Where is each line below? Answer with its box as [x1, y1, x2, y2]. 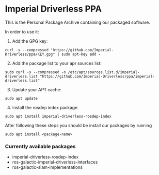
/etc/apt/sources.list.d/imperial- [67, 69, 140, 75]
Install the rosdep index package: [12, 104, 79, 110]
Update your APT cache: [12, 86, 62, 93]
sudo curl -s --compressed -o [5, 69, 66, 75]
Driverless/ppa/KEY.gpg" [5, 52, 55, 57]
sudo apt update [5, 96, 38, 101]
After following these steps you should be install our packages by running [5, 122, 152, 128]
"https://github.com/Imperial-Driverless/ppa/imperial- [39, 74, 155, 79]
